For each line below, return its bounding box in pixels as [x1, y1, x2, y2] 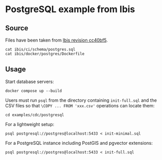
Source [5, 24, 29, 32]
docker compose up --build [5, 88, 62, 93]
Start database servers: [5, 78, 54, 85]
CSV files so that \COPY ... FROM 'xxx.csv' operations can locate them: [5, 102, 155, 108]
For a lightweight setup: [5, 121, 55, 127]
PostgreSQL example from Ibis [5, 4, 135, 15]
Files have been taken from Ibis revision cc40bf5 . [5, 37, 108, 43]
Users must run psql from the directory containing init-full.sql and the [5, 97, 157, 103]
